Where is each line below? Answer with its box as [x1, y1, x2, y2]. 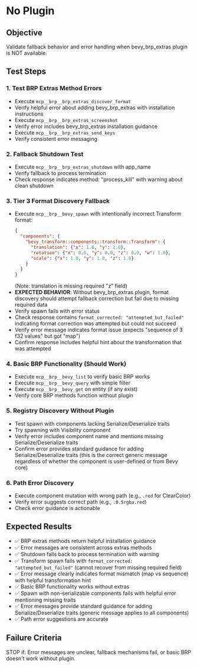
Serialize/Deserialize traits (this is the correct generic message [14, 451, 168, 458]
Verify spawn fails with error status [14, 308, 100, 315]
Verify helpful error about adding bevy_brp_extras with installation [14, 104, 175, 111]
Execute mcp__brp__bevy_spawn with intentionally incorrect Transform [14, 210, 182, 218]
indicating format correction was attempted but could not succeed [14, 320, 176, 327]
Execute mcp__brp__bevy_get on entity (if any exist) [14, 386, 138, 393]
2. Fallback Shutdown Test [6, 150, 84, 158]
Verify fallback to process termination [14, 169, 106, 176]
